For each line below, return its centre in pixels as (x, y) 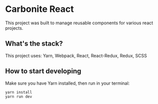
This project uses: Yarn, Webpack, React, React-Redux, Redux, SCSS (76, 55)
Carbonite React (39, 9)
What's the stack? (34, 44)
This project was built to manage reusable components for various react (79, 23)
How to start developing (43, 71)
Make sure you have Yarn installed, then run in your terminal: (68, 83)
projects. (14, 28)
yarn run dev (19, 97)
